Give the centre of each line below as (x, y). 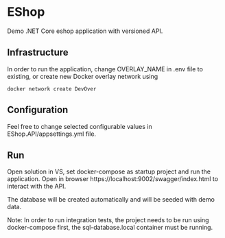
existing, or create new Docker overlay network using (83, 76)
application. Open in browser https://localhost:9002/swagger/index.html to (113, 179)
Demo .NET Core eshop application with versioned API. (85, 31)
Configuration (38, 110)
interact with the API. (37, 187)
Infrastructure (38, 52)
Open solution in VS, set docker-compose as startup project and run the (109, 171)
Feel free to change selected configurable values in (80, 126)
